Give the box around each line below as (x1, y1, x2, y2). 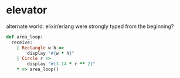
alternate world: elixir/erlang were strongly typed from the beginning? (6, 23, 174, 30)
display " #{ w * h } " (27, 50, 75, 56)
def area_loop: (6, 34, 43, 40)
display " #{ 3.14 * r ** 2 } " (27, 61, 96, 67)
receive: (11, 39, 33, 45)
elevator (6, 3, 47, 17)
